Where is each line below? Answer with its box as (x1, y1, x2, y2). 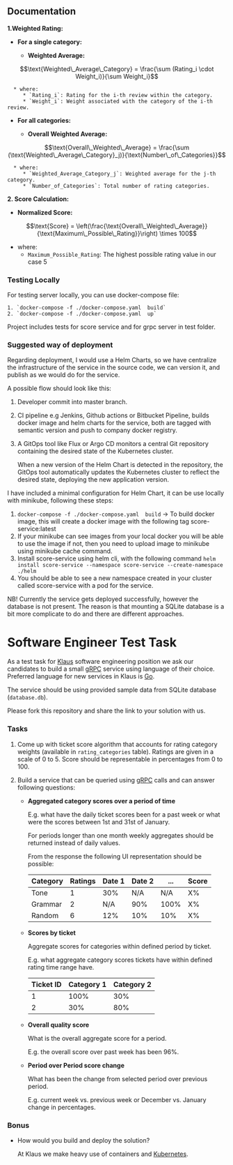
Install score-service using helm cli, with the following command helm (17, 554, 216, 563)
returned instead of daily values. (27, 838, 120, 847)
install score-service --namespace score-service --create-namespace (17, 562, 224, 569)
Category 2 (113, 979, 152, 989)
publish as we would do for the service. (7, 371, 120, 379)
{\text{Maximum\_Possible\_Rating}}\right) (37, 229, 158, 237)
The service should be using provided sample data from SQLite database (7, 685, 217, 694)
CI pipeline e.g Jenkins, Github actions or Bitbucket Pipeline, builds (17, 411, 210, 420)
